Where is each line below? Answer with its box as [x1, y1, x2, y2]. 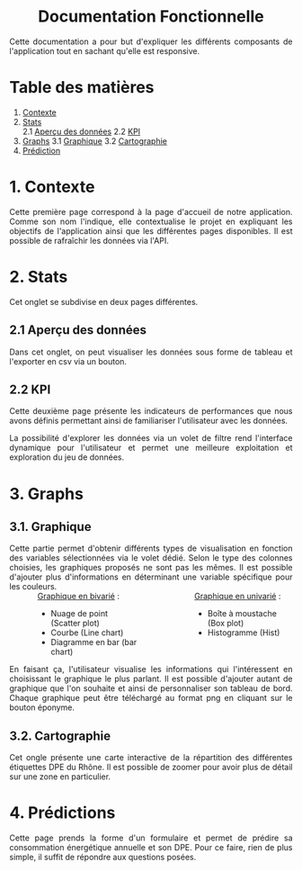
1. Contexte [9, 177, 95, 197]
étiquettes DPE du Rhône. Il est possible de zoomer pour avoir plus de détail [9, 762, 293, 773]
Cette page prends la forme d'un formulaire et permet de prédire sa [9, 832, 293, 843]
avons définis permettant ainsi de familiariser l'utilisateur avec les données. [9, 416, 289, 427]
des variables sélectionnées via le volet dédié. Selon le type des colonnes [9, 552, 293, 563]
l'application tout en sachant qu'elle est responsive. [9, 45, 200, 56]
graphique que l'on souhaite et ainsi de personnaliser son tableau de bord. [9, 683, 293, 694]
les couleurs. [9, 581, 58, 592]
